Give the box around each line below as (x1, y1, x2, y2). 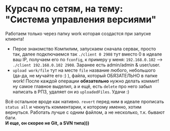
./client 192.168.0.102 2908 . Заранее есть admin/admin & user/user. (12, 62, 160, 68)
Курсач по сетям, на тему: (5, 3, 123, 15)
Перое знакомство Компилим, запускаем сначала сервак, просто (12, 46, 156, 52)
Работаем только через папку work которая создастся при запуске (5, 30, 151, 36)
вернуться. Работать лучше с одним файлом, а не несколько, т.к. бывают (5, 109, 165, 115)
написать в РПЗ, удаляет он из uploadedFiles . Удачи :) (12, 89, 130, 95)
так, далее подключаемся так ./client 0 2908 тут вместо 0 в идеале (12, 51, 162, 57)
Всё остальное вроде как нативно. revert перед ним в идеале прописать (5, 98, 164, 104)
